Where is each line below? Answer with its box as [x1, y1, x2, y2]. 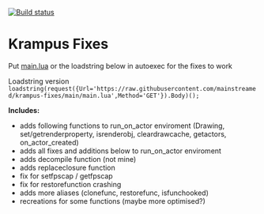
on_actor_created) [19, 137, 79, 147]
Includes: [8, 105, 40, 115]
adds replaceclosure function [19, 163, 116, 172]
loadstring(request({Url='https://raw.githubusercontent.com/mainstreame [8, 84, 257, 92]
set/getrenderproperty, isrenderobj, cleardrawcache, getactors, [19, 129, 227, 138]
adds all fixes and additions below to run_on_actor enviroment [19, 146, 221, 156]
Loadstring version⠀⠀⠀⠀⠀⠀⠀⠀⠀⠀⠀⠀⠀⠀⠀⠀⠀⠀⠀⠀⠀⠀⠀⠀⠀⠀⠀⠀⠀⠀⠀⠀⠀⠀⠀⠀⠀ [8, 76, 257, 86]
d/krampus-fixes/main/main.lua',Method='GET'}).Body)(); [8, 92, 200, 99]
